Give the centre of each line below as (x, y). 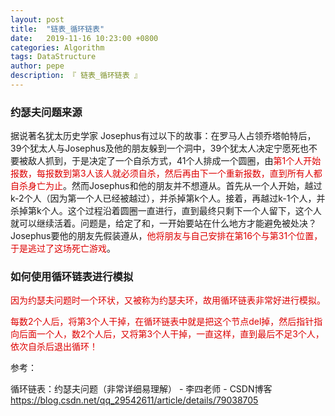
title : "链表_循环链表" (57, 29)
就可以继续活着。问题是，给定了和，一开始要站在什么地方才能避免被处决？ (163, 223)
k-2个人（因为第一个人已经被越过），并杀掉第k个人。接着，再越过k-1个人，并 (168, 198)
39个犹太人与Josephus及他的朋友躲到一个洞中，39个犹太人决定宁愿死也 (160, 148)
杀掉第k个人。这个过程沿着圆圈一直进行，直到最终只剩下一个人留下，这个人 (166, 211)
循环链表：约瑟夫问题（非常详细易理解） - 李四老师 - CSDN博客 (141, 389)
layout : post (37, 19)
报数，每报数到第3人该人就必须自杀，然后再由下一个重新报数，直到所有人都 (166, 173)
